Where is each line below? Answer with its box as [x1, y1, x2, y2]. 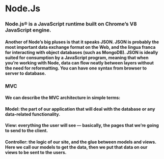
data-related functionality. [5, 111, 60, 117]
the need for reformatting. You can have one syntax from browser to [5, 65, 147, 71]
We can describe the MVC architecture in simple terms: [5, 95, 121, 101]
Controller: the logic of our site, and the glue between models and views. [5, 139, 157, 145]
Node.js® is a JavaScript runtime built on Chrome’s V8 [5, 21, 137, 28]
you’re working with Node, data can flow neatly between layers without [5, 60, 154, 65]
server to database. [5, 70, 46, 76]
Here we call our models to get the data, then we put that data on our [5, 144, 148, 150]
